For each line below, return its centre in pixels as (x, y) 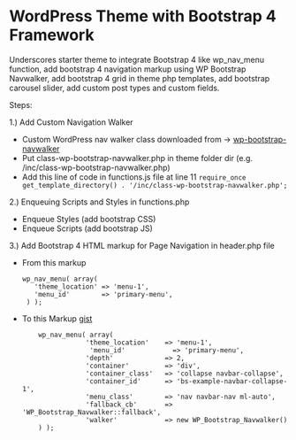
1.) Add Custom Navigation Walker (72, 122)
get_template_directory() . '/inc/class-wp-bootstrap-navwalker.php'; (155, 185)
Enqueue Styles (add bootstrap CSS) (89, 219)
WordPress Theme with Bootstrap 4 (143, 16)
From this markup (54, 262)
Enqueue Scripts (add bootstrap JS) (87, 228)
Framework (52, 35)
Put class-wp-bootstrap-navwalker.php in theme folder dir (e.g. (137, 158)
